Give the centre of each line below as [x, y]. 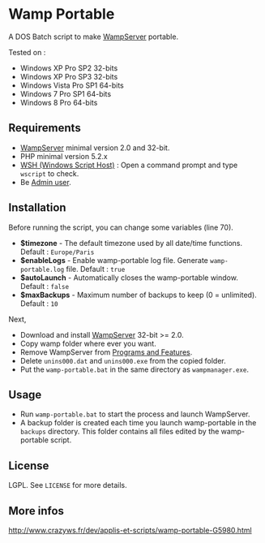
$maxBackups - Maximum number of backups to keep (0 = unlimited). [138, 295]
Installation [37, 208]
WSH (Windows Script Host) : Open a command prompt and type [129, 165]
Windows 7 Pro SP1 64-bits [66, 93]
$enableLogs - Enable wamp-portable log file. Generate [114, 260]
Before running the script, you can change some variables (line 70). [121, 227]
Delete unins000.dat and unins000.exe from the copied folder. [123, 360]
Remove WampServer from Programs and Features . [106, 352]
